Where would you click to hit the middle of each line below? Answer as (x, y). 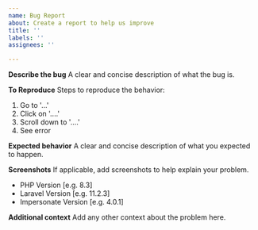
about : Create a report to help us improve (81, 23)
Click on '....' (40, 114)
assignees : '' (32, 45)
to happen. (26, 155)
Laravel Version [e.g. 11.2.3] (65, 194)
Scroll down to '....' (50, 122)
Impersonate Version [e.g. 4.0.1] (72, 202)
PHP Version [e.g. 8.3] (56, 185)
